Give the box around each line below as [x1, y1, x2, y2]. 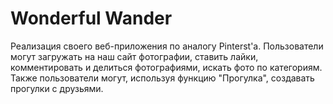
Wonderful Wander [10, 7, 173, 30]
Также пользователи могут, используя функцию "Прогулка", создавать [10, 72, 315, 84]
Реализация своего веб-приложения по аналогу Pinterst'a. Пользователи [10, 40, 324, 52]
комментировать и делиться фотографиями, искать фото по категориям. [10, 61, 323, 73]
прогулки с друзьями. [10, 82, 104, 94]
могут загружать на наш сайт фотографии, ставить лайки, [10, 50, 259, 62]
